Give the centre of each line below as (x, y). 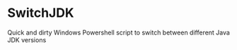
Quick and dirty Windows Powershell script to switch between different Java (118, 32)
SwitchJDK (41, 13)
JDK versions (27, 39)
